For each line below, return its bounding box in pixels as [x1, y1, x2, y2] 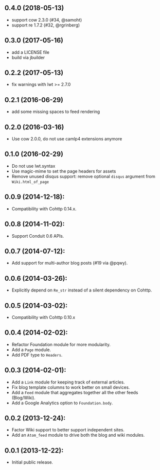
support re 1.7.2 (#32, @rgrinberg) [11, 22, 80, 28]
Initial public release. [11, 459, 53, 465]
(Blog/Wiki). [11, 395, 36, 401]
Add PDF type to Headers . [11, 352, 63, 358]
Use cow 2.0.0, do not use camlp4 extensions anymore [11, 136, 123, 142]
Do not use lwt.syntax [11, 163, 55, 169]
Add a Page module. [11, 347, 52, 353]
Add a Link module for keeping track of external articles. [11, 379, 125, 385]
